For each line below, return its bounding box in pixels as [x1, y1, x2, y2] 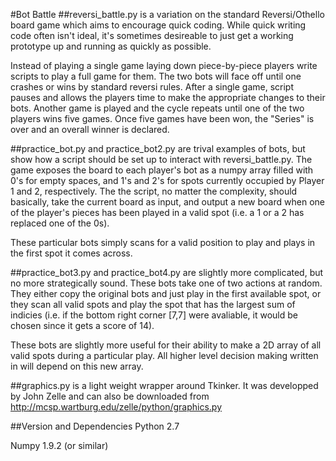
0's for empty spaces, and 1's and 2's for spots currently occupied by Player [10, 175, 325, 186]
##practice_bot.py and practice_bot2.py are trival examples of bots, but [10, 143, 306, 154]
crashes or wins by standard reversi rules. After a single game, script [10, 81, 295, 93]
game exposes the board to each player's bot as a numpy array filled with [10, 164, 314, 176]
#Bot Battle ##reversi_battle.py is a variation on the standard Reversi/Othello [10, 9, 325, 20]
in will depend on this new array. [10, 360, 144, 372]
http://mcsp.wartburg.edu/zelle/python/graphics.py [10, 401, 223, 413]
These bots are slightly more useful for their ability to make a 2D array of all [10, 339, 322, 351]
